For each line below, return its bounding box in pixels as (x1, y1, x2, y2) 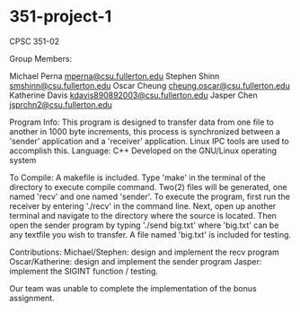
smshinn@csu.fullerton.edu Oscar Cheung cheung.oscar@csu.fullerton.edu (9, 80, 290, 91)
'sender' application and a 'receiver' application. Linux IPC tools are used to (9, 135, 289, 146)
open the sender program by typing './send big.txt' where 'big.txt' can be (9, 220, 279, 230)
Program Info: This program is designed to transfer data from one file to (9, 117, 274, 127)
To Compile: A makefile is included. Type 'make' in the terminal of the (9, 172, 267, 183)
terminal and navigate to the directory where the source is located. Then (9, 210, 277, 221)
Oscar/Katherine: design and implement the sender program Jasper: (9, 256, 262, 266)
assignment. (9, 292, 56, 303)
